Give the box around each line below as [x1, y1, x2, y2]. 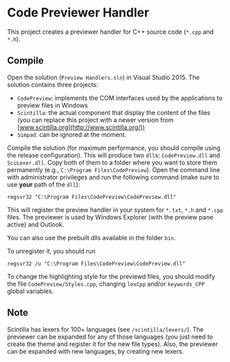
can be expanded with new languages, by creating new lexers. [7, 347, 184, 355]
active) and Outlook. [7, 220, 65, 228]
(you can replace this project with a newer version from [16, 116, 174, 124]
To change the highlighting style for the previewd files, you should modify [7, 272, 216, 280]
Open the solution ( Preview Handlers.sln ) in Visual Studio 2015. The [7, 73, 200, 81]
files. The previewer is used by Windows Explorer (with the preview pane [7, 213, 214, 221]
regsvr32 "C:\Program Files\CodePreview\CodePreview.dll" [7, 193, 176, 200]
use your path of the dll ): [7, 180, 80, 189]
